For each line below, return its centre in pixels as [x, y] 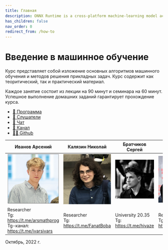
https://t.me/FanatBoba [87, 225]
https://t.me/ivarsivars [30, 231]
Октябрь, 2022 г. [23, 242]
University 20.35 [132, 215]
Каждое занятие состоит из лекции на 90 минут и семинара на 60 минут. [84, 91]
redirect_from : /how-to [30, 32]
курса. [12, 102]
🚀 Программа [27, 112]
